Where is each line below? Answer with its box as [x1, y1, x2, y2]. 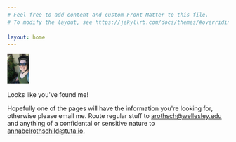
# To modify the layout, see [7, 18, 93, 26]
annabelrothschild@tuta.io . [7, 127, 86, 135]
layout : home [7, 34, 46, 41]
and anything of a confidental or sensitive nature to [7, 120, 155, 128]
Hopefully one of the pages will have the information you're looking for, [7, 104, 213, 112]
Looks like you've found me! [7, 91, 89, 99]
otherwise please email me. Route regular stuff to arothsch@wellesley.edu [7, 112, 223, 120]
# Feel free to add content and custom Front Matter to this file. [7, 11, 209, 18]
